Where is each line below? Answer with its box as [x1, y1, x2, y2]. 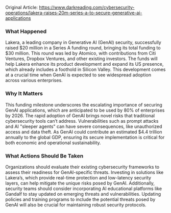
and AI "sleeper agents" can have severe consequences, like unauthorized [5, 123, 162, 129]
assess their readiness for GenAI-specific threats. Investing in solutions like [5, 169, 164, 175]
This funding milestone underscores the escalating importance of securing [5, 101, 162, 108]
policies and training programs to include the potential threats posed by [5, 196, 156, 202]
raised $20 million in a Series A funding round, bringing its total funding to [5, 45, 161, 51]
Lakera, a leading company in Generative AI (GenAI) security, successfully [5, 39, 162, 45]
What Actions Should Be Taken [5, 152, 84, 159]
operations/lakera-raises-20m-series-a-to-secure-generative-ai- [5, 10, 142, 16]
